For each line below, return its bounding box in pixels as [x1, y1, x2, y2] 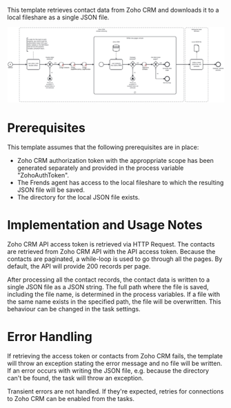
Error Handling [7, 329, 93, 344]
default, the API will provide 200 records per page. [7, 262, 151, 270]
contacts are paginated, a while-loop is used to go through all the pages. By [7, 255, 223, 263]
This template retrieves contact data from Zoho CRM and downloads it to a [7, 6, 219, 14]
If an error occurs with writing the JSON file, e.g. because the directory [7, 366, 209, 375]
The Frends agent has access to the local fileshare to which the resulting [17, 178, 224, 186]
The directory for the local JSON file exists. [17, 193, 140, 201]
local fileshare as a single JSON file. [7, 13, 110, 21]
